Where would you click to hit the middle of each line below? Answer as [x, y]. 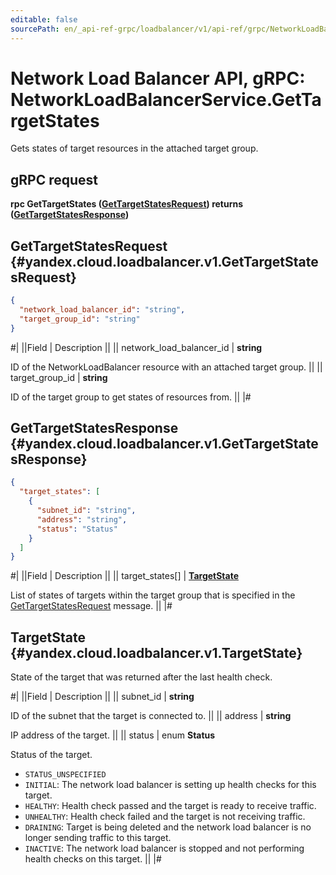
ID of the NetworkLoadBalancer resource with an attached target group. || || [166, 367]
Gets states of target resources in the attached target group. [134, 148]
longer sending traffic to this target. [98, 838]
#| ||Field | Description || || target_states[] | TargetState [125, 576]
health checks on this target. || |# [93, 859]
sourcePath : [35, 29]
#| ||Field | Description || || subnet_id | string [102, 697]
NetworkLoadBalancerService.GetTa [166, 99]
